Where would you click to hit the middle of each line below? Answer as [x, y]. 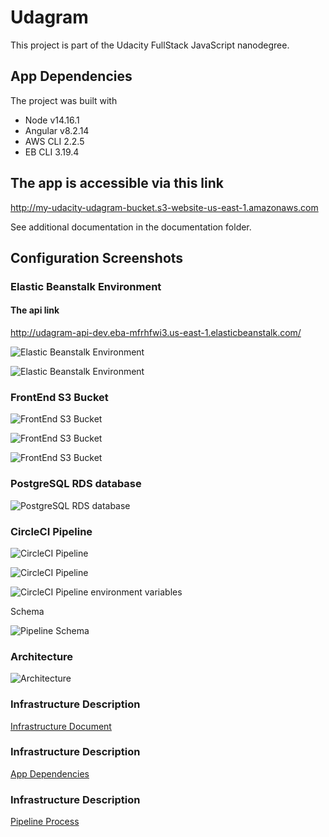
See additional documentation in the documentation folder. [131, 227]
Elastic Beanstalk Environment [86, 286]
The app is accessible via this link [117, 183]
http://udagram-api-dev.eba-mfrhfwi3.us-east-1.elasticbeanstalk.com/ [156, 333]
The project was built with [64, 100]
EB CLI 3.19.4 [52, 152]
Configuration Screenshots [97, 257]
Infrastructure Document [61, 726]
